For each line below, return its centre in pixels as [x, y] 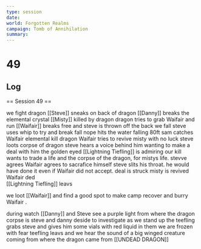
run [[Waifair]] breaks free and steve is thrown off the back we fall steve [96, 126]
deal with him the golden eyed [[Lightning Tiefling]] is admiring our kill [94, 151]
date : [13, 18]
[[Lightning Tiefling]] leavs [39, 184]
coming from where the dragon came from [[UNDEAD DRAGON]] [87, 239]
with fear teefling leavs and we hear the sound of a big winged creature [96, 233]
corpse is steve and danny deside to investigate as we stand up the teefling [101, 220]
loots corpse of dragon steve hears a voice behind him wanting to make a [98, 145]
